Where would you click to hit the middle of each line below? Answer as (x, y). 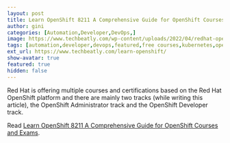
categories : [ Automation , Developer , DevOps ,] (72, 32)
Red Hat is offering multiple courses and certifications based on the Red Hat (114, 90)
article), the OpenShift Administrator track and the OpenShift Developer (108, 105)
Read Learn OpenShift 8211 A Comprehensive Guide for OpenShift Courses (113, 125)
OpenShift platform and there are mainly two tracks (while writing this (105, 97)
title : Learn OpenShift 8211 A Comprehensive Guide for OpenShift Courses (116, 20)
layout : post (26, 13)
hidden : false (27, 70)
